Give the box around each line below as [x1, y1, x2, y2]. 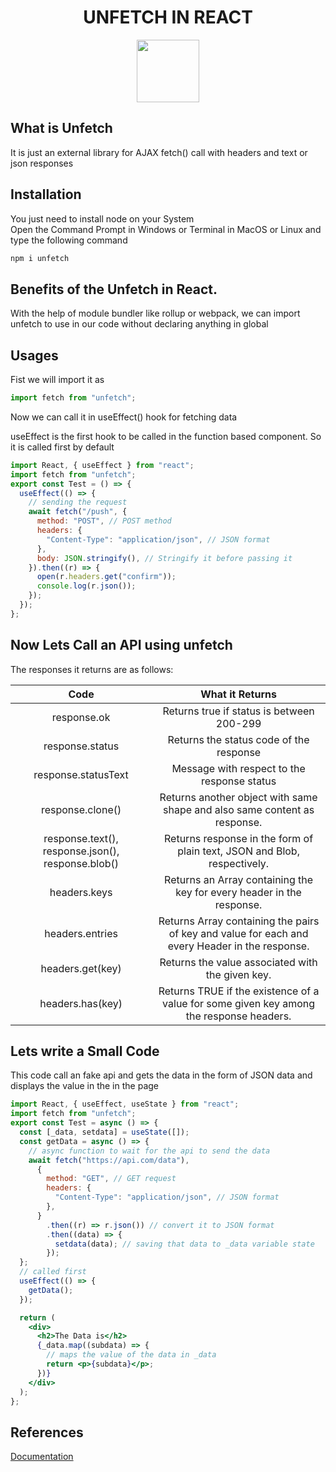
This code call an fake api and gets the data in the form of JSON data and [10, 1069, 313, 1081]
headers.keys [49, 885, 113, 899]
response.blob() [43, 856, 120, 870]
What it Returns [200, 687, 277, 701]
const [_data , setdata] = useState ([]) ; [19, 1127, 190, 1138]
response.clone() [40, 802, 122, 816]
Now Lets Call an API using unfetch [10, 637, 233, 654]
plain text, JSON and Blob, [177, 844, 300, 858]
